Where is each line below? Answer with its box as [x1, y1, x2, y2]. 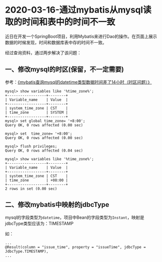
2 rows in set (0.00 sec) [5, 186, 57, 191]
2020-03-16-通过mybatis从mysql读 [5, 4, 152, 15]
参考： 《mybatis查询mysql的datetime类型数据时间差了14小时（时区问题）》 [5, 79, 152, 85]
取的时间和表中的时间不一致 [5, 16, 116, 28]
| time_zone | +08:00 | [5, 178, 68, 183]
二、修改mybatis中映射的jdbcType [5, 200, 110, 209]
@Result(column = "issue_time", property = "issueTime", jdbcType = [5, 245, 146, 249]
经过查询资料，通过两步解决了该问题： [5, 49, 81, 56]
